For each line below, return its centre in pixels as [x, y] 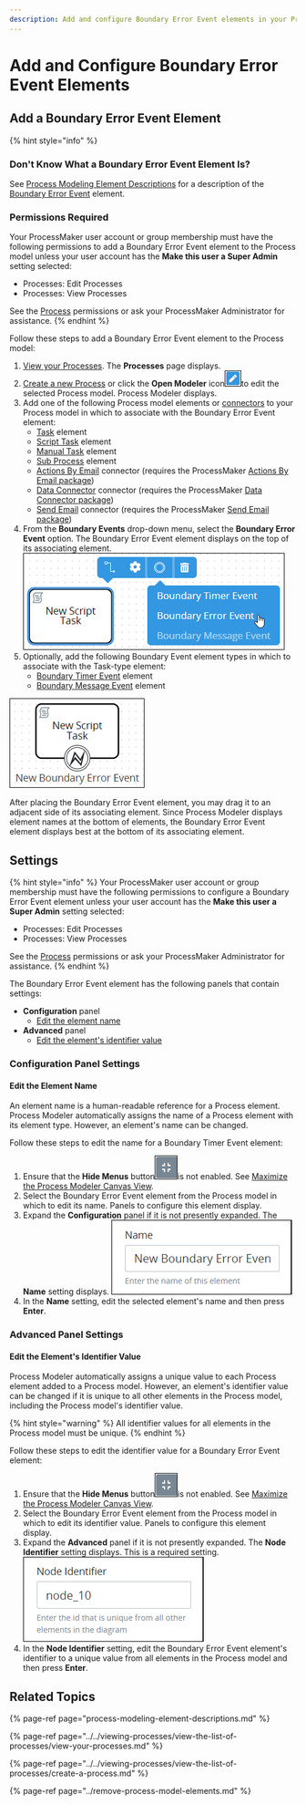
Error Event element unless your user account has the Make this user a [143, 902]
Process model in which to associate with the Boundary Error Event [149, 413]
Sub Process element [76, 462]
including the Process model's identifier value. [97, 1406]
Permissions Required [59, 217]
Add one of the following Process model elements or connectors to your [158, 403]
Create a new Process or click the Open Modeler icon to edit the [151, 384]
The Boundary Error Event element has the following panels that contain [144, 984]
